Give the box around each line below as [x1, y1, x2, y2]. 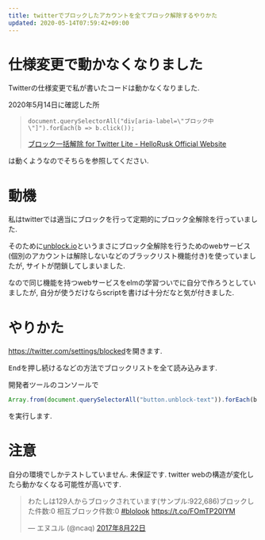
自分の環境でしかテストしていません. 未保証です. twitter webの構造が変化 [8, 469, 248, 480]
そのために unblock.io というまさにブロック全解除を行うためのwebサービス [8, 241, 252, 251]
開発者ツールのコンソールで [8, 380, 99, 389]
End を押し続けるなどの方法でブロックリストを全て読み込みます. [8, 363, 218, 373]
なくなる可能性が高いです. [35, 480, 121, 489]
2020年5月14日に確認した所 [8, 100, 100, 109]
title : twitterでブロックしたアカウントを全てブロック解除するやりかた [8, 11, 218, 20]
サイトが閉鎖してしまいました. [25, 261, 125, 270]
